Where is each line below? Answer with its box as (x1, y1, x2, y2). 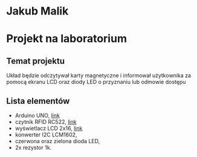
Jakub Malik (6, 4, 69, 18)
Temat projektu (6, 56, 65, 66)
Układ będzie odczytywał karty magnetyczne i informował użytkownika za (6, 72, 192, 79)
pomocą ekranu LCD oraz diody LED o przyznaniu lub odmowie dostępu (6, 78, 186, 86)
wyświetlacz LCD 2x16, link (15, 125, 83, 132)
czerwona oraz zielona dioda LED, (15, 138, 100, 144)
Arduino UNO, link (15, 112, 60, 119)
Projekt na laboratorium (6, 32, 127, 46)
